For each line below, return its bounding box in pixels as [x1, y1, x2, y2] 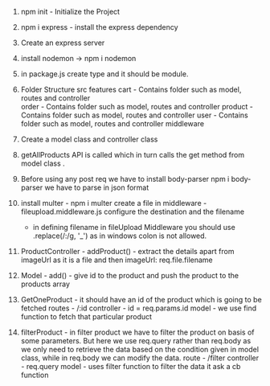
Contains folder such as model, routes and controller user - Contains [20, 110, 248, 120]
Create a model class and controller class [20, 134, 158, 144]
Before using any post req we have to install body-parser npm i [20, 175, 230, 183]
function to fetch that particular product [20, 312, 152, 321]
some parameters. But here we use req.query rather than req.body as [20, 336, 252, 345]
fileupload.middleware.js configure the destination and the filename [20, 207, 244, 216]
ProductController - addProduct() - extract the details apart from [20, 247, 235, 256]
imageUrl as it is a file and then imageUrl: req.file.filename [20, 255, 214, 265]
